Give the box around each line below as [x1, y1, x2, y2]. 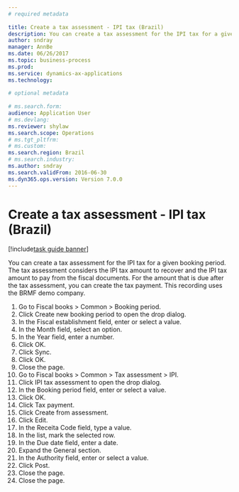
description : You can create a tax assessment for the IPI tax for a [8, 30, 218, 38]
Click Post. [18, 461, 50, 470]
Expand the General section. [18, 446, 101, 455]
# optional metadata [8, 90, 70, 97]
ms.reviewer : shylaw [8, 122, 70, 130]
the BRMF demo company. [8, 289, 86, 297]
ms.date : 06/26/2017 [8, 50, 70, 58]
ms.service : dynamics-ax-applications [8, 70, 123, 77]
